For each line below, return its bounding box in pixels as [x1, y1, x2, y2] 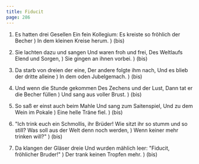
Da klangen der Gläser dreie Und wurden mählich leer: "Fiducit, [14, 144, 170, 151]
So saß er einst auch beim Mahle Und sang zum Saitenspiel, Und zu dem [14, 102, 193, 109]
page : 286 [6, 14, 31, 20]
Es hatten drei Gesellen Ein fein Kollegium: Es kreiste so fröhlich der [14, 30, 181, 38]
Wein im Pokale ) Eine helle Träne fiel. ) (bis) [14, 109, 123, 116]
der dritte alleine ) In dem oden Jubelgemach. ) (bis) [14, 73, 143, 80]
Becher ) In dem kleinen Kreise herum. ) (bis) [14, 37, 125, 44]
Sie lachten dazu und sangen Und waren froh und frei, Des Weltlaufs [14, 48, 183, 55]
